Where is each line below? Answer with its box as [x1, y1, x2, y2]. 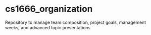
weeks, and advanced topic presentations [5, 24, 91, 30]
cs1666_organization [5, 3, 93, 15]
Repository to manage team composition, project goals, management [5, 19, 146, 25]
